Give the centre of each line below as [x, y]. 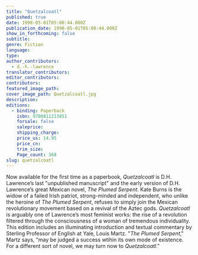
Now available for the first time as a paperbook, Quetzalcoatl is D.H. [89, 177]
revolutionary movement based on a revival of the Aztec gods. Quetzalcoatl [98, 208]
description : [22, 99]
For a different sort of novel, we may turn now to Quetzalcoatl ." [83, 246]
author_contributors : [33, 61]
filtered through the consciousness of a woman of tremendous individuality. [98, 221]
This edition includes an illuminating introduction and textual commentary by [99, 227]
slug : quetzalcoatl [30, 160]
